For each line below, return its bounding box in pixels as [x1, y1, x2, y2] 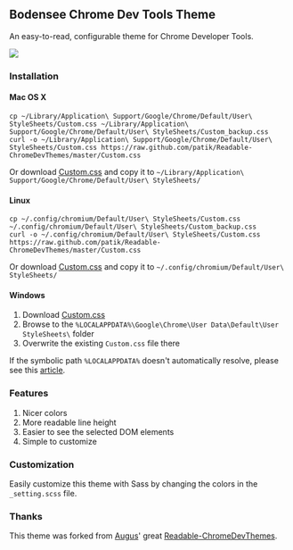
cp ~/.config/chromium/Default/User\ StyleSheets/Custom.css [9, 214, 241, 224]
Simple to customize [21, 436, 98, 446]
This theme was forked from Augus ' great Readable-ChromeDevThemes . [9, 530, 278, 541]
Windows [9, 289, 45, 300]
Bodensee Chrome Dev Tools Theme [9, 7, 216, 22]
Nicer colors [21, 407, 68, 418]
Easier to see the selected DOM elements [21, 426, 175, 437]
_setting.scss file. [9, 487, 77, 498]
